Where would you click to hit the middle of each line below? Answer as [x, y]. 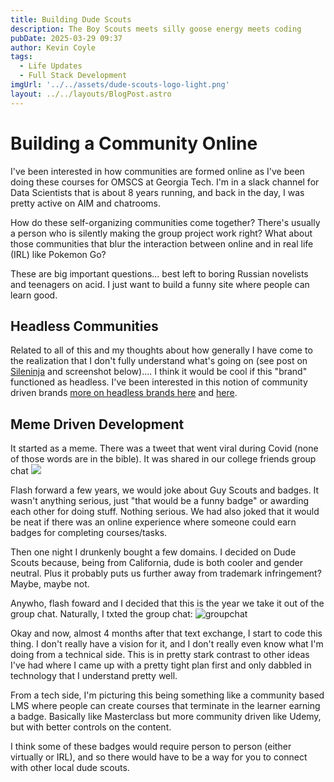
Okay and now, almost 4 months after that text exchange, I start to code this [166, 633]
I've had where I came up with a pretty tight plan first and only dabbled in [161, 665]
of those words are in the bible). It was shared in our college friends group [163, 459]
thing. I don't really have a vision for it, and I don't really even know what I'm [167, 644]
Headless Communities [84, 326]
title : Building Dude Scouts [71, 19]
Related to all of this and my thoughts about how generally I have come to [161, 350]
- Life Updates [51, 66]
